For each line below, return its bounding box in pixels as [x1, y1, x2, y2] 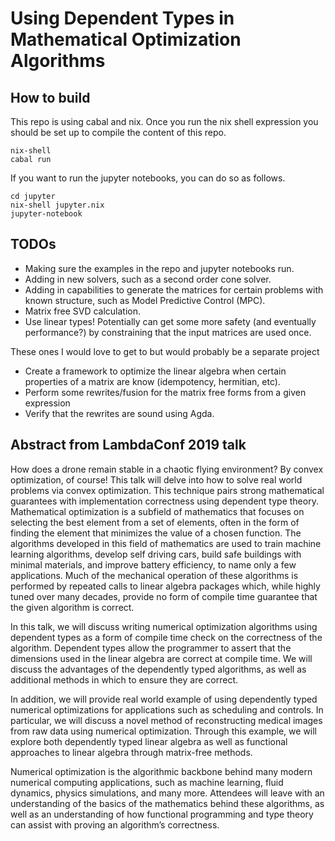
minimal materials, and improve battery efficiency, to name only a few [10, 558, 297, 571]
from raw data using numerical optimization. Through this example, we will [10, 725, 318, 737]
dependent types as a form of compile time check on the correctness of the [10, 631, 323, 643]
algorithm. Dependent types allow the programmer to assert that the [10, 642, 292, 654]
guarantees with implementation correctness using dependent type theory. [10, 495, 319, 507]
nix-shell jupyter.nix [10, 200, 105, 210]
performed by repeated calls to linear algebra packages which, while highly [10, 580, 321, 592]
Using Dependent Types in [10, 7, 235, 30]
